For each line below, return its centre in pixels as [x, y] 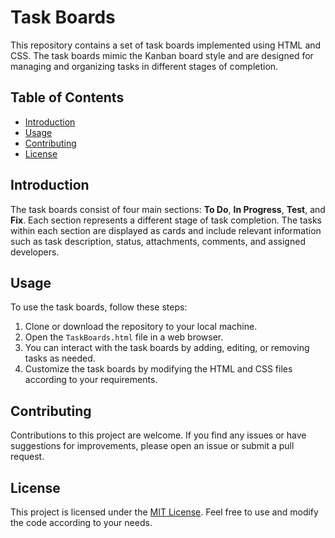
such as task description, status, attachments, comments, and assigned [158, 241]
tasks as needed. [60, 358]
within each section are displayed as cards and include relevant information [166, 230]
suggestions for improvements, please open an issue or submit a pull [152, 446]
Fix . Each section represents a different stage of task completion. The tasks [166, 220]
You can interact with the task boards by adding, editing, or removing [167, 348]
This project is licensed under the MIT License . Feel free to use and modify [164, 512]
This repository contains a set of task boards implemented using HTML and [166, 45]
